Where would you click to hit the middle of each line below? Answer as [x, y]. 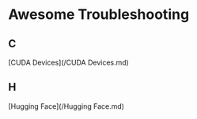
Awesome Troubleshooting [99, 15]
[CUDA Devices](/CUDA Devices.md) [68, 62]
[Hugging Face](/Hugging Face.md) [66, 106]
